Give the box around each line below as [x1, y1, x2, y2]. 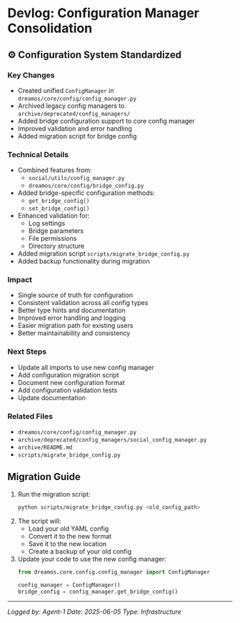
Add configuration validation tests [17, 386, 118, 394]
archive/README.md [17, 444, 73, 452]
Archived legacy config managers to [17, 101, 125, 110]
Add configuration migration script [17, 370, 119, 379]
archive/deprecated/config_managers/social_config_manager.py [17, 437, 207, 444]
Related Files [7, 411, 54, 421]
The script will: [17, 517, 62, 525]
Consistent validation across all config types [17, 299, 149, 307]
